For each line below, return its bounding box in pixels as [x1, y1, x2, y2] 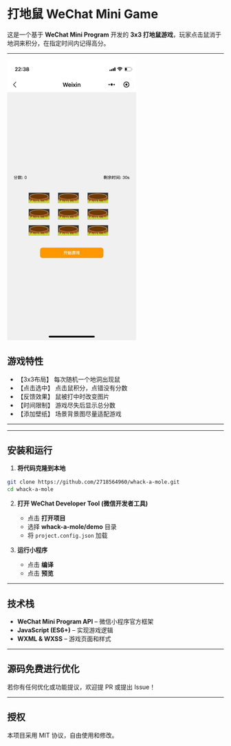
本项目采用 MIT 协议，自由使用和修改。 [7, 731, 118, 739]
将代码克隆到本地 [16, 464, 66, 472]
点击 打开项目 [27, 514, 66, 523]
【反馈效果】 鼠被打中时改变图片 [16, 392, 110, 401]
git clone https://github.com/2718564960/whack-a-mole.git [7, 478, 180, 486]
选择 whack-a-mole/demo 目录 [27, 523, 117, 531]
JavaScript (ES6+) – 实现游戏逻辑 [16, 625, 113, 634]
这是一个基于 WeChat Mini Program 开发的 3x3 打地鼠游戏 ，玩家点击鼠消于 [7, 30, 222, 39]
